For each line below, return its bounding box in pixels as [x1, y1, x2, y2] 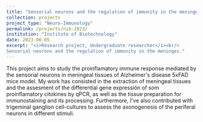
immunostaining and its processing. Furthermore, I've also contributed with [6, 97, 193, 104]
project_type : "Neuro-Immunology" [6, 20, 94, 26]
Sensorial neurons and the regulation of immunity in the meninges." [6, 48, 185, 54]
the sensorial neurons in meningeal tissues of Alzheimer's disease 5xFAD [6, 71, 188, 79]
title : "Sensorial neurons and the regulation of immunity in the [6, 8, 177, 15]
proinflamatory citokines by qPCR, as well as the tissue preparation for [6, 90, 182, 97]
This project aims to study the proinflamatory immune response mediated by [6, 65, 197, 72]
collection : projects [6, 14, 61, 21]
